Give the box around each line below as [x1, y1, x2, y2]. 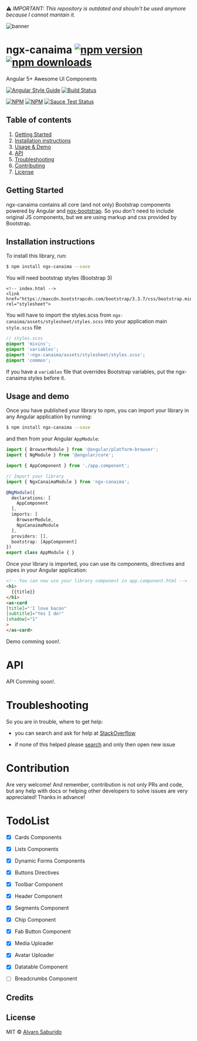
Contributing [14, 162, 45, 169]
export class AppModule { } [6, 550, 75, 556]
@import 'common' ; [6, 357, 51, 363]
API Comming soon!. [6, 678, 56, 685]
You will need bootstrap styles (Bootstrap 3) [6, 274, 113, 281]
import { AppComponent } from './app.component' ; [6, 463, 130, 469]
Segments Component [14, 904, 69, 911]
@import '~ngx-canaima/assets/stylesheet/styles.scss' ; [6, 352, 145, 358]
